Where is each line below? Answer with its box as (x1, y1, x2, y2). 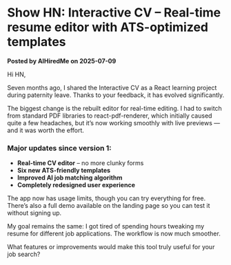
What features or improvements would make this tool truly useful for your (7, 243, 215, 251)
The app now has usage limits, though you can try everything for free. (7, 194, 205, 202)
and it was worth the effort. (7, 126, 85, 134)
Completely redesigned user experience (17, 181, 136, 189)
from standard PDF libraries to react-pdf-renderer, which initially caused (7, 112, 212, 120)
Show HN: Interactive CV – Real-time (7, 5, 221, 21)
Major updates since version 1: (7, 143, 112, 153)
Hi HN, (7, 70, 26, 78)
